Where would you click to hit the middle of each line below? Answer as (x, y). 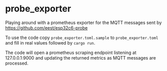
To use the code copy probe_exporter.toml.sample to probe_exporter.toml (82, 37)
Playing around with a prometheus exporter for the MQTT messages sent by (83, 22)
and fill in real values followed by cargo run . (50, 42)
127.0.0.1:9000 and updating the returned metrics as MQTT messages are (80, 57)
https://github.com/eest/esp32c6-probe (46, 27)
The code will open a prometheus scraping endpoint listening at (71, 52)
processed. (17, 63)
